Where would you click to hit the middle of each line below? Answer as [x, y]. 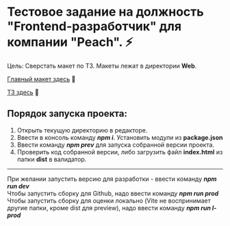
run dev [18, 186]
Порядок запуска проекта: [67, 114]
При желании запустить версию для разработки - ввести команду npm [112, 179]
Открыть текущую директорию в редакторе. [82, 130]
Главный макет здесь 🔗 [41, 79]
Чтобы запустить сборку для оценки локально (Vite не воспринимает [109, 200]
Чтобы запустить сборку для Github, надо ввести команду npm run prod [113, 193]
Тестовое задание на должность [105, 12]
